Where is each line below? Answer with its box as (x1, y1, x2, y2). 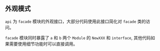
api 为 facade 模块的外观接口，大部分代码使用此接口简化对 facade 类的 (5, 18, 146, 24)
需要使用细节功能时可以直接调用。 (9, 41, 78, 47)
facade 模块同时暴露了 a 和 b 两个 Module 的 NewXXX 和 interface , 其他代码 (5, 34, 151, 40)
